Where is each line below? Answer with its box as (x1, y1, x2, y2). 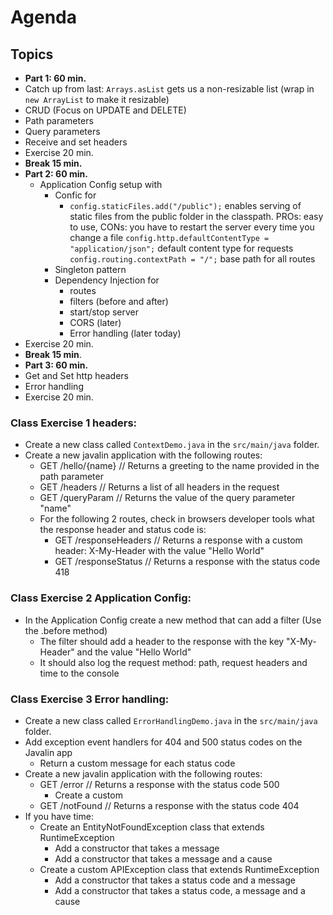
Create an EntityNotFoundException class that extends (39, 821, 265, 833)
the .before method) (24, 624, 108, 636)
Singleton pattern (54, 264, 127, 275)
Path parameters (24, 115, 94, 126)
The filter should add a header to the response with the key (39, 635, 285, 647)
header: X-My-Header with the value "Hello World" (54, 545, 265, 557)
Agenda (10, 6, 77, 29)
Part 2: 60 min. (24, 168, 88, 180)
